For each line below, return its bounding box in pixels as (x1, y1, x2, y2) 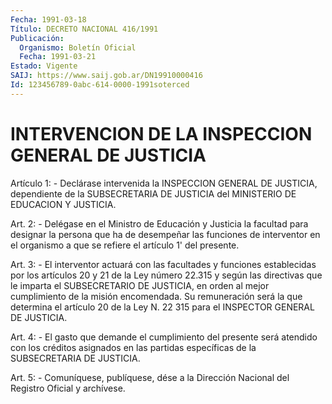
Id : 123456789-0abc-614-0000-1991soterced (10, 80, 190, 90)
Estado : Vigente (10, 61, 78, 71)
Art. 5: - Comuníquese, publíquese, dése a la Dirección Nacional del (10, 371, 290, 383)
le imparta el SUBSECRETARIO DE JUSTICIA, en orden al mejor (10, 279, 270, 291)
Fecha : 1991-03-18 (10, 14, 87, 25)
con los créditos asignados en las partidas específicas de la (10, 341, 257, 353)
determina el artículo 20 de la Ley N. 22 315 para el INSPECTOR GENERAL (10, 301, 315, 313)
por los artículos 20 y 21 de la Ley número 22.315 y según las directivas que (10, 269, 323, 281)
